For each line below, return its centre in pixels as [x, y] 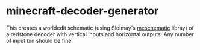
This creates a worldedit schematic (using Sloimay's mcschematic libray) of [100, 28]
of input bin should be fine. [40, 40]
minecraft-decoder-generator [83, 11]
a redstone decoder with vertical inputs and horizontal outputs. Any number [100, 34]
